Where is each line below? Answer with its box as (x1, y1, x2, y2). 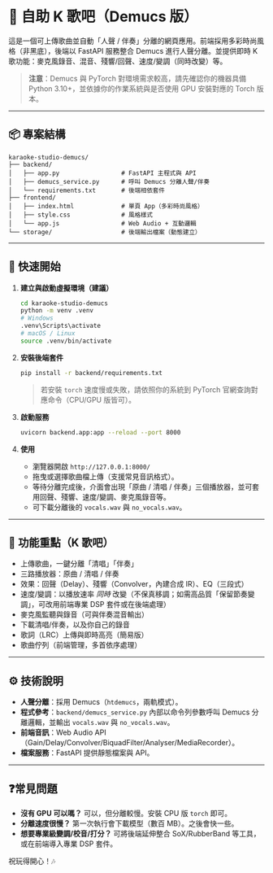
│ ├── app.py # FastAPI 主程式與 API (8, 168, 197, 177)
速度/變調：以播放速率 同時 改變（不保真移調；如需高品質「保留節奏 (19, 589, 248, 599)
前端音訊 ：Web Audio (19, 727, 93, 737)
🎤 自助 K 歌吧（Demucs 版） (8, 7, 199, 26)
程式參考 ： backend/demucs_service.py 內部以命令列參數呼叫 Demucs (19, 707, 250, 717)
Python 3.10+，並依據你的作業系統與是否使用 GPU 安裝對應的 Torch (28, 83, 255, 94)
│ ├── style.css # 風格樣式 (8, 211, 153, 219)
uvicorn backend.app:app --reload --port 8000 (19, 428, 181, 436)
